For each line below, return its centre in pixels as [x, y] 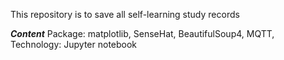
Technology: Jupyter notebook [74, 44]
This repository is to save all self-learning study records [125, 14]
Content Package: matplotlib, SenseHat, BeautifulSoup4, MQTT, [142, 33]
